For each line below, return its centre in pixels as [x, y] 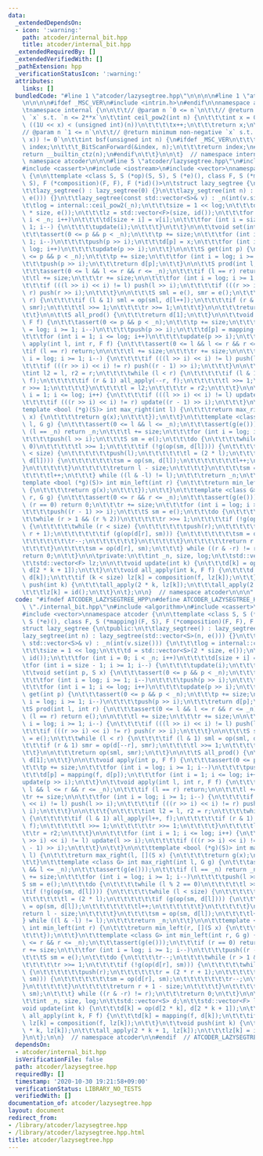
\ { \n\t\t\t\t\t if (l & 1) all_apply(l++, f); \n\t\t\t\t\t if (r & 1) [138, 819]
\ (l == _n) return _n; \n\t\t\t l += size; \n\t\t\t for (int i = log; [136, 432]
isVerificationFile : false [59, 1059]
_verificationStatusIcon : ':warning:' [79, 74]
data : [17, 15]
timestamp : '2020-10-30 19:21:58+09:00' [82, 1081]
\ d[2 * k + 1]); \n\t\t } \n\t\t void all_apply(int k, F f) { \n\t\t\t [136, 570]
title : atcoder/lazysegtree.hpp [61, 1140]
